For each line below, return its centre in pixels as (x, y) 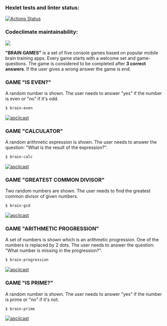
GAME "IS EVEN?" (28, 82)
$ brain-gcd (18, 206)
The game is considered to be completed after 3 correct (87, 63)
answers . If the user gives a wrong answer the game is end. (68, 69)
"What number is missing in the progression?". (54, 250)
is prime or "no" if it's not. (32, 299)
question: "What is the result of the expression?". (56, 147)
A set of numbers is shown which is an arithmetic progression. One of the (82, 240)
